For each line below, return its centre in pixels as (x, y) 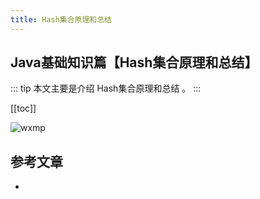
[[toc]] (23, 108)
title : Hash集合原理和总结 (61, 19)
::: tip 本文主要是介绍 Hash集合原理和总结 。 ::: (106, 88)
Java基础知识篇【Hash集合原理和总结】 (134, 62)
